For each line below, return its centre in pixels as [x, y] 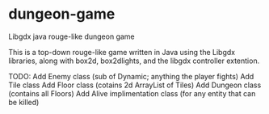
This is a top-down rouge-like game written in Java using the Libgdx [122, 52]
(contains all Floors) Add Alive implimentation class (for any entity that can [132, 93]
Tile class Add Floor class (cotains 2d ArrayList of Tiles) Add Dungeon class [135, 85]
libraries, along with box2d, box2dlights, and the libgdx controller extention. [134, 61]
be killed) [24, 102]
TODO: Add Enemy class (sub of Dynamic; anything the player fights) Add [131, 76]
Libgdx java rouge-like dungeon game [71, 36]
